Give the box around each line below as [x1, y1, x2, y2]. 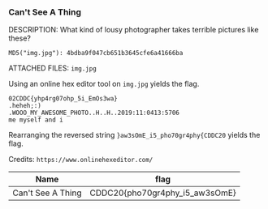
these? [8, 33, 31, 43]
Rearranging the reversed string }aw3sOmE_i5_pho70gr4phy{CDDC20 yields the [8, 130, 261, 140]
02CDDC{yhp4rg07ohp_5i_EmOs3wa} [8, 95, 118, 103]
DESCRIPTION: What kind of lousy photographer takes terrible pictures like [8, 25, 259, 35]
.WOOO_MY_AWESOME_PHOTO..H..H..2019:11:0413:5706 [8, 109, 180, 117]
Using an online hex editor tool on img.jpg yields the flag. [8, 79, 200, 89]
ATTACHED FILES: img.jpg [8, 63, 97, 73]
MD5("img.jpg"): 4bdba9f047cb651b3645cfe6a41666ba [8, 49, 184, 58]
